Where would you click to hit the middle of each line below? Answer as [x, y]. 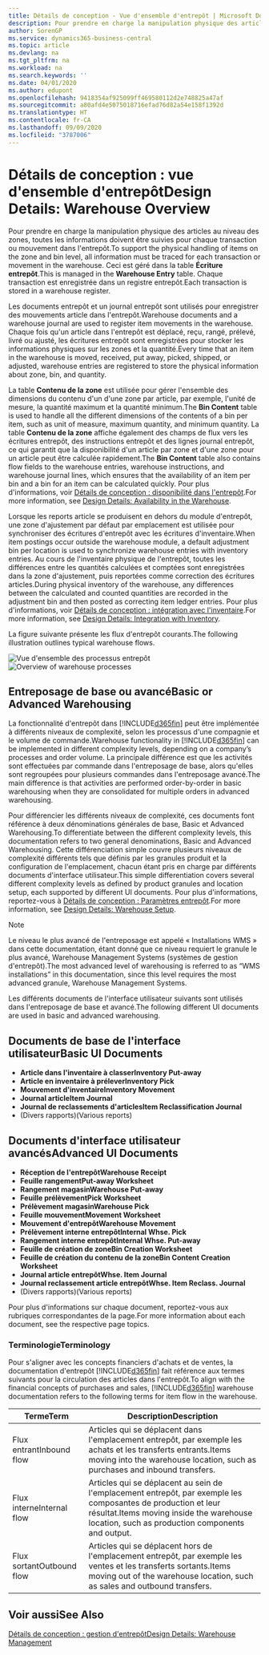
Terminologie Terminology [59, 1345]
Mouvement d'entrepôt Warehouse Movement [98, 1223]
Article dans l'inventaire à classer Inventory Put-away [110, 1073]
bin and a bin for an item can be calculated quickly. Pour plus [109, 484]
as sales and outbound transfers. [150, 1586]
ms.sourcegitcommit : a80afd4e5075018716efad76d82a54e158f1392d [116, 105]
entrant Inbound [41, 1450]
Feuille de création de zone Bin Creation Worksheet [106, 1249]
